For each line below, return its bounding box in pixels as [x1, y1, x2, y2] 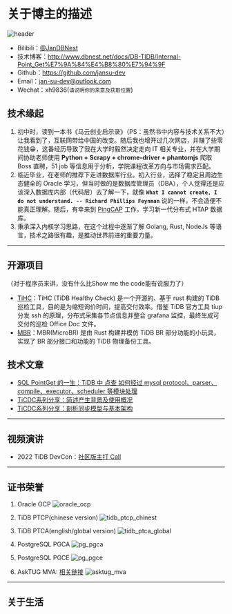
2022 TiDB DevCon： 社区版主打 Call [17, 453, 122, 461]
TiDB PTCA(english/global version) [17, 527, 116, 535]
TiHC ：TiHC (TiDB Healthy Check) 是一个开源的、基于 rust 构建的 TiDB [17, 294, 220, 302]
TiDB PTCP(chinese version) [17, 513, 99, 522]
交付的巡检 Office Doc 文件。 [17, 319, 100, 328]
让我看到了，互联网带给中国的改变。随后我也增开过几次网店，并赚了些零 [17, 136, 223, 144]
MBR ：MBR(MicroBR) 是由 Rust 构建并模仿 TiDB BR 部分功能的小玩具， [17, 328, 220, 337]
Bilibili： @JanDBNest [17, 43, 78, 52]
